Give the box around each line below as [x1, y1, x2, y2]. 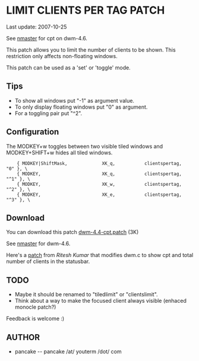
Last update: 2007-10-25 [6, 23, 67, 30]
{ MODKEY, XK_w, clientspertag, [17, 181, 182, 187]
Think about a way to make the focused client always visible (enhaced [14, 297, 187, 305]
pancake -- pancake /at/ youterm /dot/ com [14, 348, 122, 355]
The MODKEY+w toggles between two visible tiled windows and [6, 142, 163, 150]
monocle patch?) [14, 303, 56, 311]
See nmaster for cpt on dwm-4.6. [6, 34, 88, 42]
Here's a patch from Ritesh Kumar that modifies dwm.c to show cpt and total [6, 252, 194, 259]
